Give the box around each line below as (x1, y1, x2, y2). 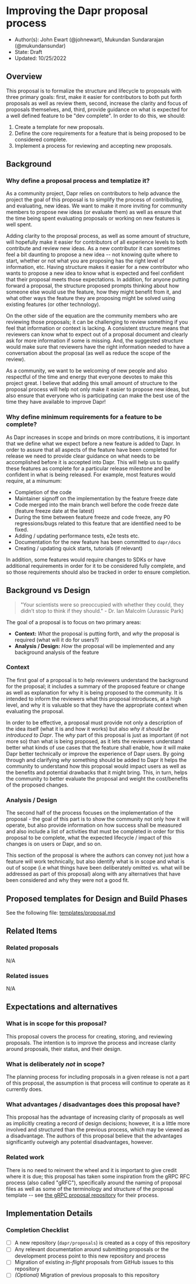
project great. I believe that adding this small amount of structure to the (6, 380, 177, 387)
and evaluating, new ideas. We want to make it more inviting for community (6, 202, 187, 209)
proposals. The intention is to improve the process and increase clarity (6, 1039, 176, 1046)
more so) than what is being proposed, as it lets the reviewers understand (6, 737, 184, 745)
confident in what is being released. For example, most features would (6, 471, 176, 478)
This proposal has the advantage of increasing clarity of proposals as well (6, 1113, 184, 1120)
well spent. (6, 221, 33, 228)
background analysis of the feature (14, 649, 99, 656)
